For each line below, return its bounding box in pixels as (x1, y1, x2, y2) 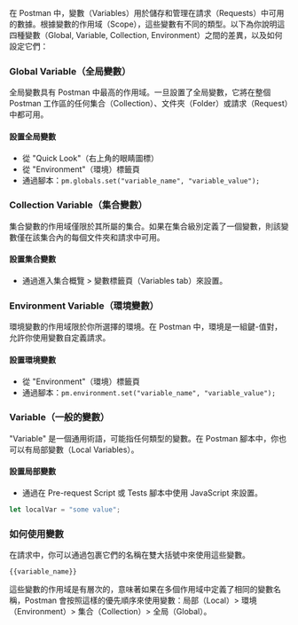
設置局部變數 (9, 466, 56, 477)
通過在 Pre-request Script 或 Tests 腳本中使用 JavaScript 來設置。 (21, 488, 263, 498)
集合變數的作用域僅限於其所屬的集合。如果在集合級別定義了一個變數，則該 (9, 221, 281, 231)
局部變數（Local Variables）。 (32, 444, 139, 455)
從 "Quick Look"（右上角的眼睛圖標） (21, 152, 160, 163)
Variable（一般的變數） (9, 411, 110, 424)
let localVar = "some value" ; (9, 505, 122, 514)
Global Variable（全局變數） (9, 65, 131, 77)
